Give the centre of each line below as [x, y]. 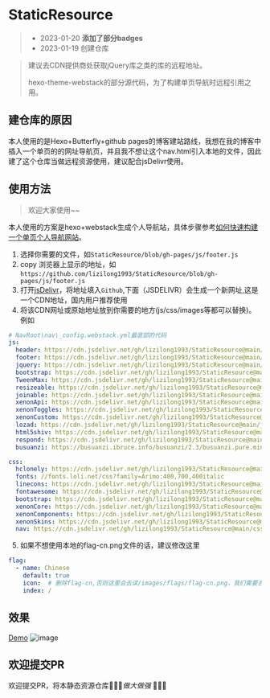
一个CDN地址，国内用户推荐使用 [74, 300]
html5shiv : [34, 432]
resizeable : [36, 388]
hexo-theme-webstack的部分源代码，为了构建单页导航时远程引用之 [139, 82]
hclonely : [32, 469]
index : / [37, 590]
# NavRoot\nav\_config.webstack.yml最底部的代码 [88, 335]
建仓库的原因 [40, 120]
